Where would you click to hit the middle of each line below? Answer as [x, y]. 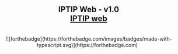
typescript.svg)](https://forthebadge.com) [87, 45]
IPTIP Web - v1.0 [89, 10]
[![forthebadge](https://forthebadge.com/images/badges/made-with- [89, 39]
